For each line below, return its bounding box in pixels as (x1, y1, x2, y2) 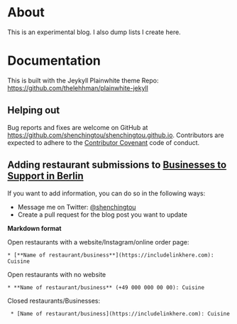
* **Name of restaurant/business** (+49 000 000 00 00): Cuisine (7, 283, 204, 291)
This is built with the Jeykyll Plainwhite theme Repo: (7, 76, 159, 85)
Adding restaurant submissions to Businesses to (7, 159, 227, 171)
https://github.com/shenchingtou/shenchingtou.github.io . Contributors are (7, 131, 225, 139)
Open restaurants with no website (7, 270, 106, 279)
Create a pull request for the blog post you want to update (17, 210, 188, 219)
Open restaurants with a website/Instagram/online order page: (7, 237, 189, 246)
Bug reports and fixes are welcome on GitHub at (7, 123, 148, 131)
